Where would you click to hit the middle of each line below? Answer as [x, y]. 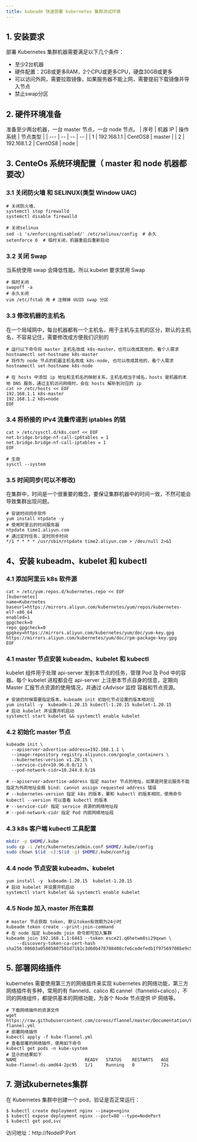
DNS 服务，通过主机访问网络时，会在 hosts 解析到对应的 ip [77, 383]
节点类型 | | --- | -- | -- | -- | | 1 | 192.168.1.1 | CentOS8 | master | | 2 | [103, 137]
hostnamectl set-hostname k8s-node [50, 366]
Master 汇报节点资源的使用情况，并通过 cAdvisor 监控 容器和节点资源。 [92, 687]
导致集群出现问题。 [29, 501]
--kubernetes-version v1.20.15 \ [52, 760]
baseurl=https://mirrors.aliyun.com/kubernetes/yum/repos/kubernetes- [94, 607]
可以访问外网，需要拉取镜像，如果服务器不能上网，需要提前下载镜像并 [99, 79]
